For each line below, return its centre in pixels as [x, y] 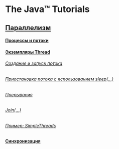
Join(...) [13, 110]
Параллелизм [28, 28]
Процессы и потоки [27, 41]
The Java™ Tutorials [47, 9]
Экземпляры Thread [28, 52]
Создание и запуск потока [34, 63]
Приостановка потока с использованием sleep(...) [59, 79]
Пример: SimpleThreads [31, 125]
